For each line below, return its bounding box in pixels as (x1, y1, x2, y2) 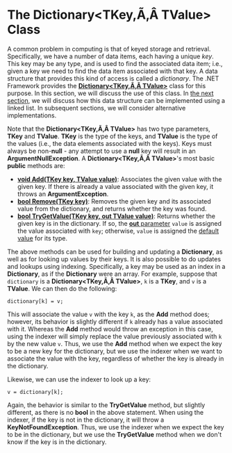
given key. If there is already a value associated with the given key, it (17, 182, 214, 190)
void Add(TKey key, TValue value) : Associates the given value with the (17, 174, 222, 183)
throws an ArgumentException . (17, 190, 109, 198)
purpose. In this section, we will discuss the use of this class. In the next (7, 89, 214, 97)
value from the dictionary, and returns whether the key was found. (17, 204, 207, 213)
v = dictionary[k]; (7, 388, 64, 395)
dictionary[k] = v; (7, 297, 64, 305)
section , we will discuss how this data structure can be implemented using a (7, 96, 226, 104)
